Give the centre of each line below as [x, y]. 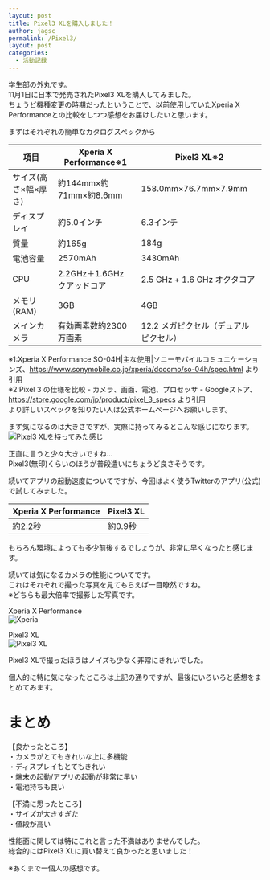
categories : [28, 53]
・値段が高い [29, 824]
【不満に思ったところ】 [47, 804]
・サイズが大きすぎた [43, 813]
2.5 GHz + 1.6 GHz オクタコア [198, 280]
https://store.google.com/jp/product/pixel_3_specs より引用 [107, 399]
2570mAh [77, 258]
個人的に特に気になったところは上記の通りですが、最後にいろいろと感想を [131, 677]
